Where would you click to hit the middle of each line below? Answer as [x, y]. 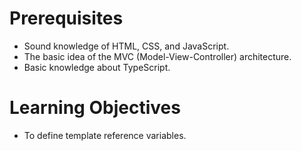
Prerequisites [66, 18]
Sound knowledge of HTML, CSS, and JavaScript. [126, 46]
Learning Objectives [95, 108]
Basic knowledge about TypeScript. [97, 67]
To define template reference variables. [105, 135]
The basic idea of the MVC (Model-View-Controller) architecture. [157, 56]
